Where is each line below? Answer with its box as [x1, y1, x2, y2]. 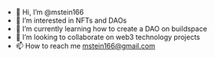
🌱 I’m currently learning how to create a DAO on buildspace [15, 24, 208, 33]
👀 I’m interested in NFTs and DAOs [15, 16, 127, 25]
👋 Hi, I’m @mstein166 [15, 8, 84, 16]
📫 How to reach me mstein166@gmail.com [15, 42, 155, 50]
